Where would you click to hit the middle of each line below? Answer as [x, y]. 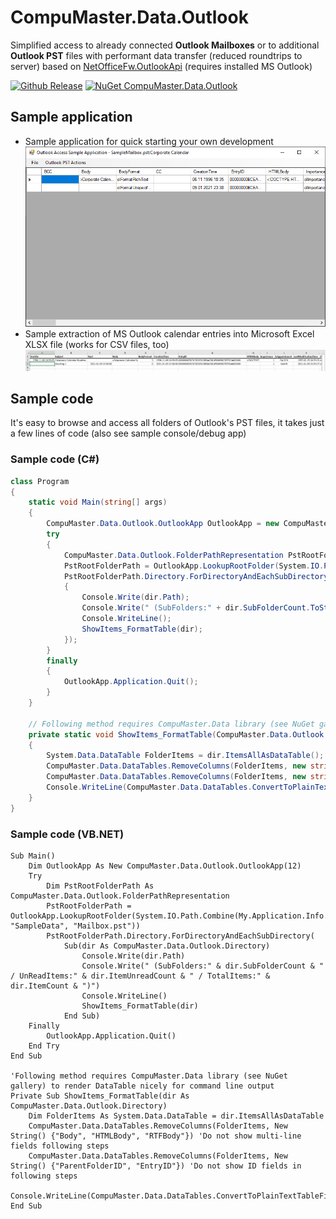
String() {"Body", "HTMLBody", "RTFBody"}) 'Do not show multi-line [156, 1136]
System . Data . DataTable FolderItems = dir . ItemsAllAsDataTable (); [185, 756]
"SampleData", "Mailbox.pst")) [75, 926]
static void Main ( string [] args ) [98, 502]
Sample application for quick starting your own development [149, 141]
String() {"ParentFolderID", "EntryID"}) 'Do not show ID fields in [156, 1166]
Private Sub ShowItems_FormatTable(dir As [100, 1096]
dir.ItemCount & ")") [55, 986]
